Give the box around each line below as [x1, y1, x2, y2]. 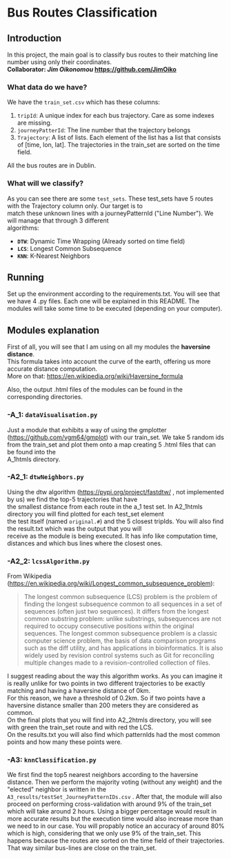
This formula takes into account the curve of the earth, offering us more [7, 357, 211, 366]
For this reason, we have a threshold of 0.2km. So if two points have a [7, 694, 205, 703]
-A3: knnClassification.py [7, 755, 97, 765]
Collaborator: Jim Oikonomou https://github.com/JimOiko [7, 65, 177, 73]
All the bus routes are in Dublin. [7, 161, 97, 170]
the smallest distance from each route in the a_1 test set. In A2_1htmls [7, 502, 203, 511]
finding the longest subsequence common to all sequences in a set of [23, 600, 223, 608]
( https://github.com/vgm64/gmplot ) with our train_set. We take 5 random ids [7, 433, 224, 441]
